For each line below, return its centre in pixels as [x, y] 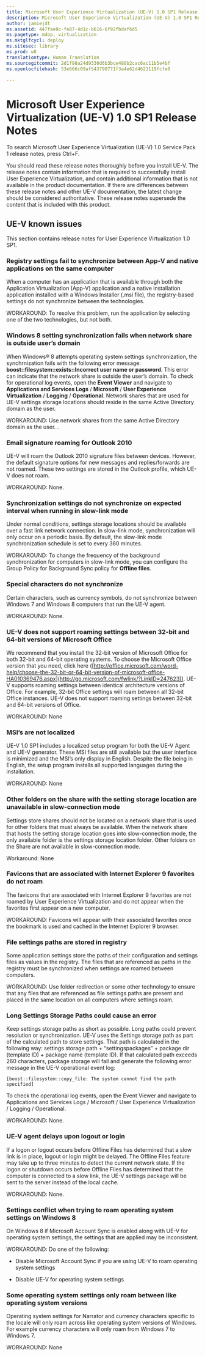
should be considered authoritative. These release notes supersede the [96, 198]
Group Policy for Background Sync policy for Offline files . [79, 569]
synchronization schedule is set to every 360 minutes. [74, 544]
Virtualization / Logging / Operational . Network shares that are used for [98, 396]
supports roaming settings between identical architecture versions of [98, 685]
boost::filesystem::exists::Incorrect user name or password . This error [98, 369]
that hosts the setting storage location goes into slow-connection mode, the [102, 833]
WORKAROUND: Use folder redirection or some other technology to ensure [101, 987]
